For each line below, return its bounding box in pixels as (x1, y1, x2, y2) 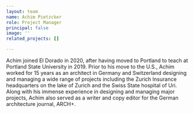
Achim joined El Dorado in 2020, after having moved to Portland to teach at (6, 57, 189, 64)
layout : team (6, 8, 38, 15)
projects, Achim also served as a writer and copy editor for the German (6, 94, 179, 101)
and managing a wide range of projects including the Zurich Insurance (6, 76, 177, 83)
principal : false (6, 25, 49, 31)
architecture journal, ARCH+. (6, 101, 76, 107)
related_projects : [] (6, 36, 60, 42)
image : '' (6, 30, 31, 36)
